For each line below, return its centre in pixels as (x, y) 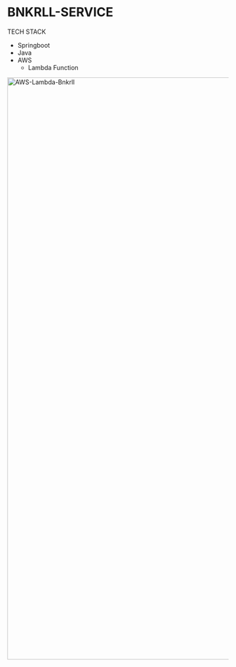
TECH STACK (27, 32)
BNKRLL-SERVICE (60, 12)
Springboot (34, 45)
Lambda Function (53, 67)
